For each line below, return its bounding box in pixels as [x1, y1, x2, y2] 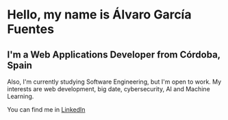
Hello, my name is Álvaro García [7, 7, 192, 23]
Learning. [7, 93, 34, 100]
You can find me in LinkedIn [7, 106, 86, 113]
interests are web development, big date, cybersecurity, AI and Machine [7, 85, 210, 93]
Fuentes [7, 21, 55, 37]
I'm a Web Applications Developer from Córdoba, [7, 49, 220, 60]
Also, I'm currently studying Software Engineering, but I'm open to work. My [7, 77, 222, 86]
